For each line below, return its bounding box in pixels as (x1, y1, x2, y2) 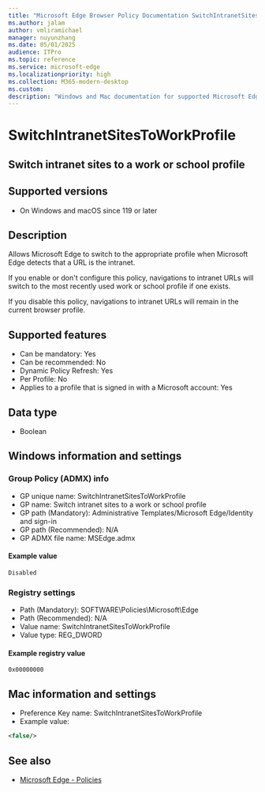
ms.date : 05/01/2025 (8, 41, 77, 49)
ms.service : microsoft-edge (8, 63, 101, 71)
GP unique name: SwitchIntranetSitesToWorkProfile (19, 491, 186, 500)
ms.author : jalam (8, 19, 65, 27)
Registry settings (8, 586, 76, 598)
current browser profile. (8, 305, 85, 315)
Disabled (8, 568, 37, 577)
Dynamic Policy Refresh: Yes (19, 366, 114, 375)
